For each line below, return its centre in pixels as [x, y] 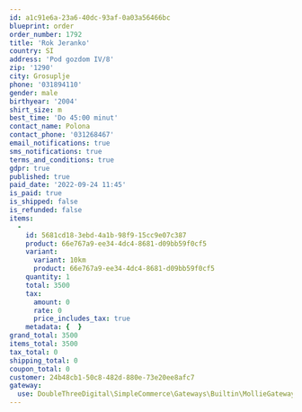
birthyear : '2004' [44, 101]
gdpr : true [30, 168]
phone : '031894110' [46, 85]
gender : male [34, 93]
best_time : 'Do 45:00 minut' [64, 118]
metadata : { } [54, 327]
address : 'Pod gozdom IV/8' [62, 59]
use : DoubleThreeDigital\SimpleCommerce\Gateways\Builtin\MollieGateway [156, 394]
